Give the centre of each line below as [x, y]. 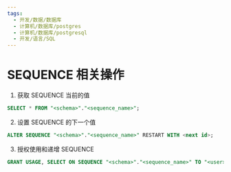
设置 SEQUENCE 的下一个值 [56, 122]
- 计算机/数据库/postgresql [50, 33]
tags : [15, 13]
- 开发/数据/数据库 [37, 20]
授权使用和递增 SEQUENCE [55, 149]
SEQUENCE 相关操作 [66, 75]
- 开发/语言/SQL [35, 39]
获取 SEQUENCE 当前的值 [53, 95]
